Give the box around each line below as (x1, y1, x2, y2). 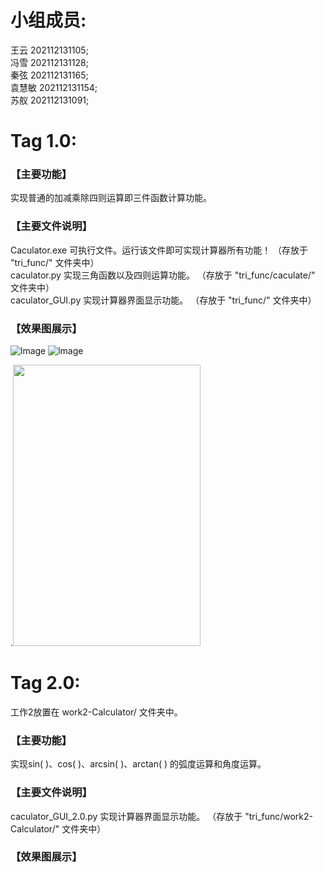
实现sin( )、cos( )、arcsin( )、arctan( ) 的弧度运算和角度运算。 (10, 758, 267, 770)
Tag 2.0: (10, 672, 81, 695)
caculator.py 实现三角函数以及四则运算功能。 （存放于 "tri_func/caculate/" (10, 269, 316, 281)
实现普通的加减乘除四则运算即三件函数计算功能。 (10, 192, 212, 204)
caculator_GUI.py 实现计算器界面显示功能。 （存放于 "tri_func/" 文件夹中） (10, 294, 317, 306)
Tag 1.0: (10, 130, 78, 153)
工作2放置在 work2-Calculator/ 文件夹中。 (10, 706, 183, 718)
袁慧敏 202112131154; (10, 81, 98, 93)
